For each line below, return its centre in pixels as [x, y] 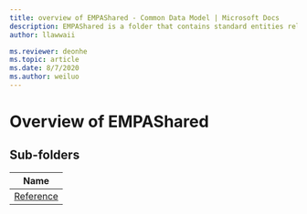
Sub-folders [45, 155]
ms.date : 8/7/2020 [44, 68]
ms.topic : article [44, 60]
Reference [37, 196]
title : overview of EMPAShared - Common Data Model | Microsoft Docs [145, 18]
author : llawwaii [42, 35]
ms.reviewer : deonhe [49, 51]
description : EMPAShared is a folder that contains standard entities [147, 26]
